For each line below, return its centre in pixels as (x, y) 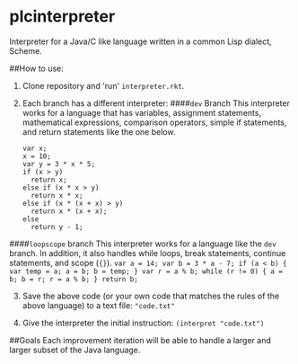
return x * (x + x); (69, 211)
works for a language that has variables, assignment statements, (142, 112)
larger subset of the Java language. (75, 350)
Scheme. (26, 50)
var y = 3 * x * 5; (59, 164)
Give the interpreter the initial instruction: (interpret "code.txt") (143, 323)
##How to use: (37, 68)
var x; (35, 148)
